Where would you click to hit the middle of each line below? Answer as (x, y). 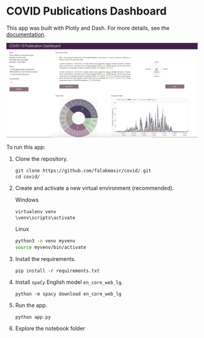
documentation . (26, 34)
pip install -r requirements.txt (57, 271)
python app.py (33, 317)
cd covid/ (28, 177)
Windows (27, 200)
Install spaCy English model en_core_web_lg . (69, 282)
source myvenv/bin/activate (50, 248)
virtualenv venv (36, 212)
